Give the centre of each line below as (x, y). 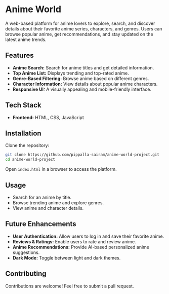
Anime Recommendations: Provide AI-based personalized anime (81, 247)
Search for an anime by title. (42, 197)
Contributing (26, 274)
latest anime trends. (26, 40)
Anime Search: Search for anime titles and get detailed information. (83, 67)
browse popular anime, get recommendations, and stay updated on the (79, 34)
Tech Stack (23, 105)
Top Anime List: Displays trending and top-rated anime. (71, 73)
